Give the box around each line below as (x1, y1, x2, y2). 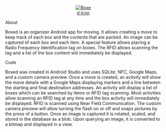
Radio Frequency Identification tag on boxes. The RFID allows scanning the (5, 45, 159, 50)
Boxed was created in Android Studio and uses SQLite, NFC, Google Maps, (5, 69, 158, 75)
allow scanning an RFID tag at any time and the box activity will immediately (5, 95, 160, 101)
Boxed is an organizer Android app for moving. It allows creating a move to (5, 29, 158, 34)
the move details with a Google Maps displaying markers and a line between (5, 79, 161, 85)
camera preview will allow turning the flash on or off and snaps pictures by (5, 106, 158, 111)
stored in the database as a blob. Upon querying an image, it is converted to (5, 116, 161, 122)
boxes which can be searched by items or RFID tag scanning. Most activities (5, 90, 161, 96)
